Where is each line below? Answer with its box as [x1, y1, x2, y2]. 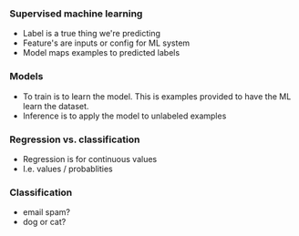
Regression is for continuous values [22, 153, 158, 164]
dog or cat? [22, 217, 67, 228]
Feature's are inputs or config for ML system [22, 37, 191, 48]
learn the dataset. [22, 100, 89, 111]
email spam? [22, 207, 71, 218]
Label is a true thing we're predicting [22, 28, 161, 39]
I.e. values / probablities [22, 163, 113, 174]
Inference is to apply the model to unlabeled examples [22, 110, 227, 121]
